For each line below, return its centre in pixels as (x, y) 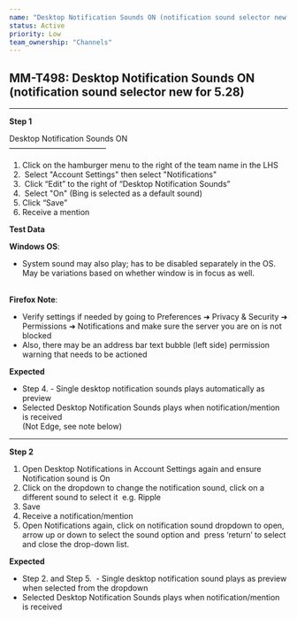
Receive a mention (56, 213)
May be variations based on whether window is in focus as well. (138, 273)
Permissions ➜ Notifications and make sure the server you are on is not (152, 326)
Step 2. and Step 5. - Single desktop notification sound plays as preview (154, 579)
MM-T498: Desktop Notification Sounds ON (132, 77)
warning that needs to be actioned (84, 354)
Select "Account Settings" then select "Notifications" (121, 174)
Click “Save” (45, 203)
